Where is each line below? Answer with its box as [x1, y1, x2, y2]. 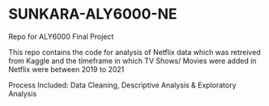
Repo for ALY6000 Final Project [8, 32, 114, 41]
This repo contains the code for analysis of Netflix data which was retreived [8, 47, 261, 57]
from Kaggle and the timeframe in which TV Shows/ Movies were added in [8, 56, 257, 66]
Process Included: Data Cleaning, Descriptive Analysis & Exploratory [8, 80, 237, 90]
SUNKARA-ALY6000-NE [8, 5, 177, 23]
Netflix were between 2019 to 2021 [8, 64, 125, 74]
